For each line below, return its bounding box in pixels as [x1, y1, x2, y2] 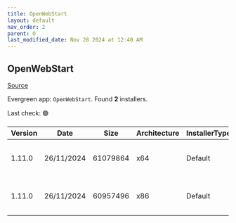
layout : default [7, 17, 55, 24]
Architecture [136, 128, 180, 138]
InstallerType [185, 128, 231, 138]
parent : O [7, 30, 37, 37]
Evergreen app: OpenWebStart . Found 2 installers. [7, 94, 148, 103]
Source [7, 81, 28, 89]
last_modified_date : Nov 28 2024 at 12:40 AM [7, 37, 143, 44]
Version [11, 128, 38, 138]
